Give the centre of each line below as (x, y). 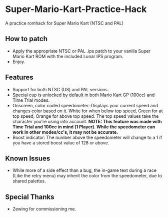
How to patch (26, 39)
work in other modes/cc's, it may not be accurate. (65, 132)
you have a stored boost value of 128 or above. (61, 143)
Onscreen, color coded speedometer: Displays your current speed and (85, 105)
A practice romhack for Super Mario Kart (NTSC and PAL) (64, 23)
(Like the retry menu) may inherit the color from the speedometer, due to (87, 176)
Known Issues (28, 158)
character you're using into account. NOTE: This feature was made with (87, 121)
